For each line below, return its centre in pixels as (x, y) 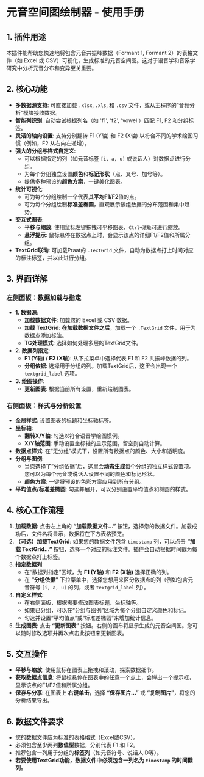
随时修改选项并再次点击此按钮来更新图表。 (74, 633)
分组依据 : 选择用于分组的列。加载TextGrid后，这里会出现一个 (100, 366)
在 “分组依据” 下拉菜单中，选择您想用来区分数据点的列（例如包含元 (109, 579)
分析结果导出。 (34, 701)
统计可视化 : (29, 189)
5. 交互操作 (27, 654)
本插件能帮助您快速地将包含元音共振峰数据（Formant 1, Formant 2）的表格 (100, 53)
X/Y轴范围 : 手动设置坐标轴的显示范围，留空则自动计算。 (95, 443)
